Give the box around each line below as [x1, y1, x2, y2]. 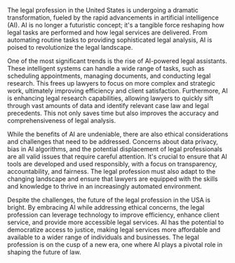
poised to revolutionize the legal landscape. [7, 43, 133, 51]
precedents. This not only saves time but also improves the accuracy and [7, 109, 219, 117]
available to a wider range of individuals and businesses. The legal [7, 233, 200, 241]
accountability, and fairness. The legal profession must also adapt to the [7, 168, 216, 175]
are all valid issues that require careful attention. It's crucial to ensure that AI [7, 152, 228, 161]
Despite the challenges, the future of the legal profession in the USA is [7, 196, 210, 204]
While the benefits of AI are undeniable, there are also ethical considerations [7, 130, 229, 138]
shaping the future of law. [7, 248, 81, 256]
